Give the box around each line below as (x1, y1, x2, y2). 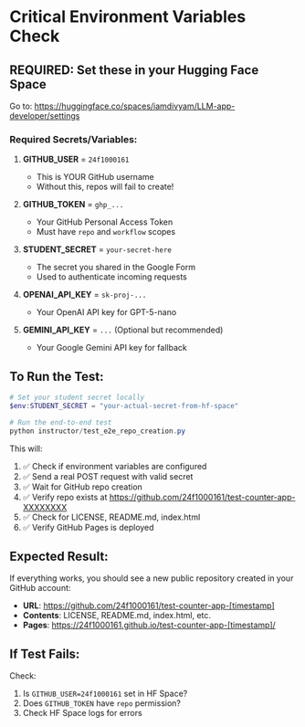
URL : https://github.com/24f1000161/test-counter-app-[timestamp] (22, 600, 276, 611)
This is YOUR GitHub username (36, 172, 154, 183)
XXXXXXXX (22, 501, 68, 512)
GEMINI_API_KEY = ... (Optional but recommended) (22, 324, 224, 335)
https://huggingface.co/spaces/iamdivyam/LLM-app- (34, 100, 236, 111)
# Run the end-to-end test (9, 417, 112, 427)
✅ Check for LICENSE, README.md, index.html (22, 511, 201, 522)
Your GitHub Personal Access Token (36, 216, 174, 227)
